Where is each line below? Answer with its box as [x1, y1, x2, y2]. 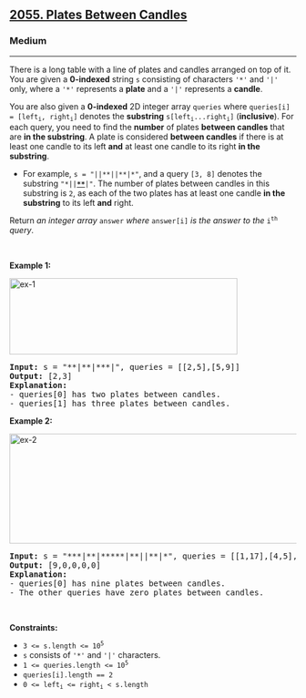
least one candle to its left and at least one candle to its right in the [9, 141, 260, 152]
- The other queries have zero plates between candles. [9, 588, 264, 598]
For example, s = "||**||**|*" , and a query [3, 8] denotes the [22, 169, 262, 180]
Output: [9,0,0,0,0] [9, 560, 102, 570]
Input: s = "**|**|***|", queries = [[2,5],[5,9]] [9, 362, 240, 373]
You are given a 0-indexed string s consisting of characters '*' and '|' [9, 73, 279, 85]
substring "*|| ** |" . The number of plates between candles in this [22, 178, 270, 190]
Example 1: [9, 260, 52, 272]
